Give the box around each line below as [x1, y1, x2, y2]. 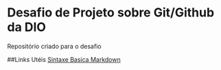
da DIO [7, 19, 47, 35]
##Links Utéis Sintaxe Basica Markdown [7, 55, 121, 63]
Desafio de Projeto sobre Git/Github [7, 5, 215, 21]
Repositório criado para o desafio [7, 42, 102, 50]
